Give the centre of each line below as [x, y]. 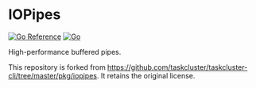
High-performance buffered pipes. [65, 52]
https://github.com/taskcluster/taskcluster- [177, 67]
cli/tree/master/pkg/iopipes [53, 75]
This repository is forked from [57, 67]
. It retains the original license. [146, 75]
